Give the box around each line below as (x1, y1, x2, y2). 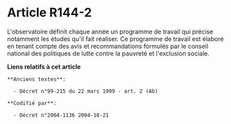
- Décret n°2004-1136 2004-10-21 (13, 112, 109, 119)
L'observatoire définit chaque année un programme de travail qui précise (7, 27, 214, 36)
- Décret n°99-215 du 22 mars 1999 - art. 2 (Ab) (13, 88, 158, 95)
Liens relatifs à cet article (7, 62, 81, 71)
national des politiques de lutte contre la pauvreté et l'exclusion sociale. (7, 49, 210, 58)
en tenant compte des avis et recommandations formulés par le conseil (7, 42, 208, 50)
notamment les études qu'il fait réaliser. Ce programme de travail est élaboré (7, 34, 224, 42)
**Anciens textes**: (7, 75, 67, 83)
